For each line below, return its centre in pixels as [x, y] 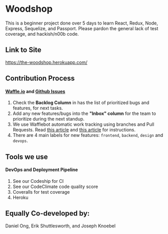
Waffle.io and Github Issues [35, 91]
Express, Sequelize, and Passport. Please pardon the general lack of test [82, 28]
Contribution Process [40, 78]
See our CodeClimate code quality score [55, 186]
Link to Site [23, 50]
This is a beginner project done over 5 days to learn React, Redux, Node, [82, 23]
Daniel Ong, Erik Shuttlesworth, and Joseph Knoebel [61, 226]
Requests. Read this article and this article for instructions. [74, 130]
